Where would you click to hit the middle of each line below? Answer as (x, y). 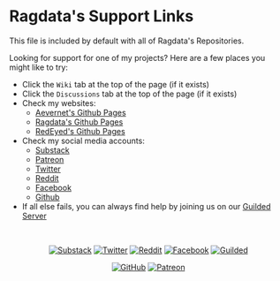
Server (34, 216)
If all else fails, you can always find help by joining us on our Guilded (146, 206)
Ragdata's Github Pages (79, 122)
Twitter (48, 169)
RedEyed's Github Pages (80, 131)
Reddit (47, 178)
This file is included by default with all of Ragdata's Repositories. (127, 41)
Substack (53, 150)
